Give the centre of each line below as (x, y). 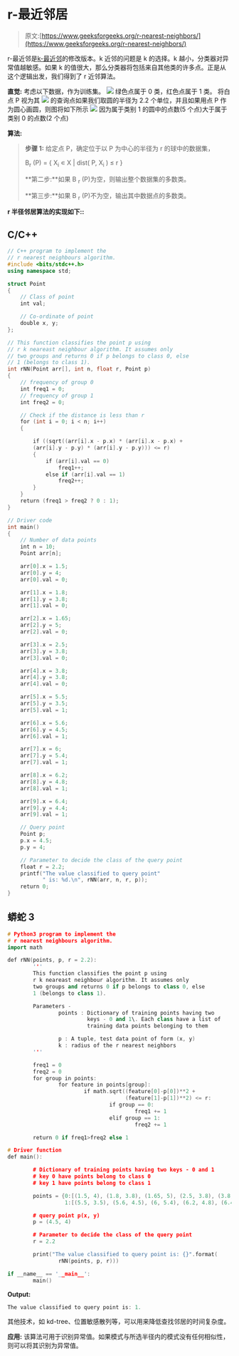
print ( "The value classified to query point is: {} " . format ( (126, 1255)
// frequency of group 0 (57, 383)
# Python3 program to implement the (62, 934)
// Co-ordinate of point (57, 317)
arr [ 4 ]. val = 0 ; (44, 684)
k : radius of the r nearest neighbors (117, 1046)
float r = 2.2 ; (43, 866)
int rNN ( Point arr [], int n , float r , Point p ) (79, 369)
